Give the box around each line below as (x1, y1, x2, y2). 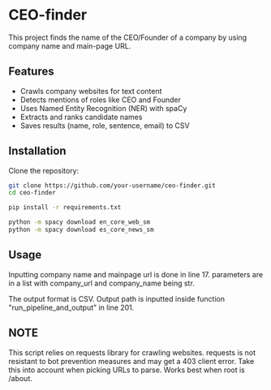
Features (8, 65, 54, 79)
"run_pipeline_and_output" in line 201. (8, 302, 135, 312)
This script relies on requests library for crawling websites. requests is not (8, 347, 256, 358)
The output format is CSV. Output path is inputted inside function (8, 294, 226, 303)
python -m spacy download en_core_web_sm (8, 218, 151, 226)
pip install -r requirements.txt (8, 204, 122, 212)
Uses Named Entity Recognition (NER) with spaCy (19, 103, 187, 113)
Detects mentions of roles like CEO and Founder (19, 95, 181, 105)
